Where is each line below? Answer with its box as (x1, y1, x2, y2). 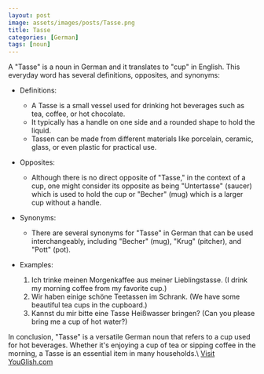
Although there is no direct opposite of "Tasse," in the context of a (31, 173, 246, 183)
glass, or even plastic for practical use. (31, 143, 157, 152)
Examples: (19, 260, 53, 270)
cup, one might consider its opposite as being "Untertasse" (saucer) (31, 181, 253, 191)
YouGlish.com (8, 358, 53, 367)
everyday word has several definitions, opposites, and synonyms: (8, 71, 220, 80)
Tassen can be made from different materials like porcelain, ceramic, (31, 134, 254, 143)
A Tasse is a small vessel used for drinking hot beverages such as (31, 101, 245, 111)
